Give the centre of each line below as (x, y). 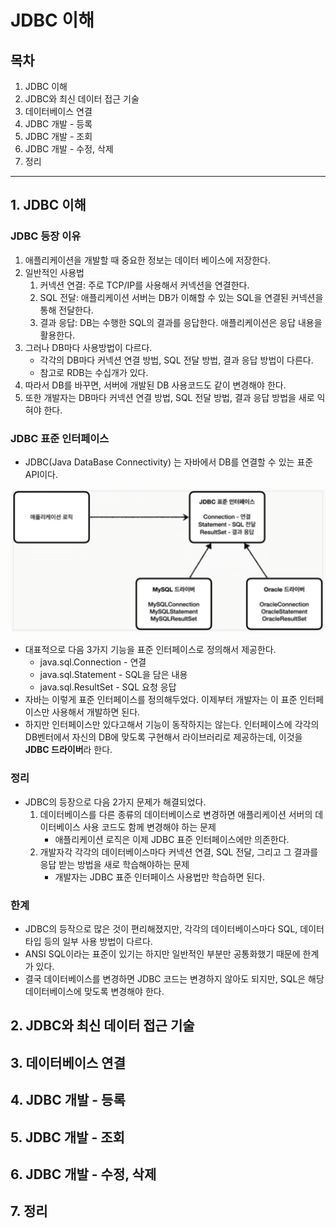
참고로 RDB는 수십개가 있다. (94, 372)
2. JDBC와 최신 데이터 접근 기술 (102, 1026)
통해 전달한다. (66, 310)
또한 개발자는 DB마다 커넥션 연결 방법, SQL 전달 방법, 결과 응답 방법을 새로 (169, 397)
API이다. (41, 474)
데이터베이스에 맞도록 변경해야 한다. (94, 991)
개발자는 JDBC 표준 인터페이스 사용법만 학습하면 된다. (160, 877)
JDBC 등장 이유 (46, 236)
